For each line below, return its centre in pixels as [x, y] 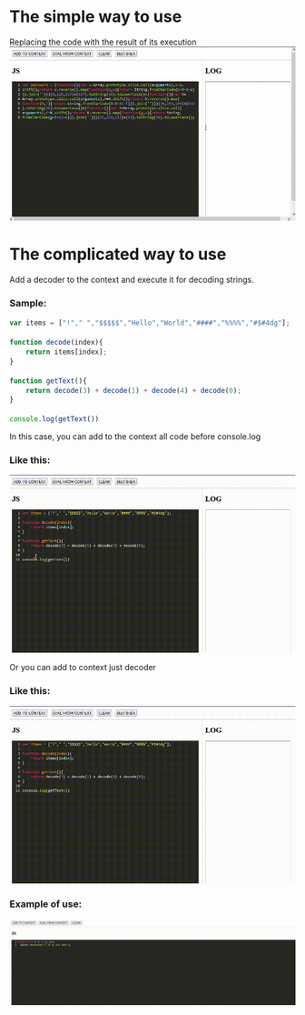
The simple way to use [96, 17]
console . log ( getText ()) [54, 419]
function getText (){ [49, 381]
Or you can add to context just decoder [83, 668]
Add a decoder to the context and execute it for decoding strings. [132, 280]
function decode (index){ [56, 343]
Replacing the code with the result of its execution [103, 42]
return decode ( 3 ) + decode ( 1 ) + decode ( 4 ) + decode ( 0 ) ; [134, 390]
